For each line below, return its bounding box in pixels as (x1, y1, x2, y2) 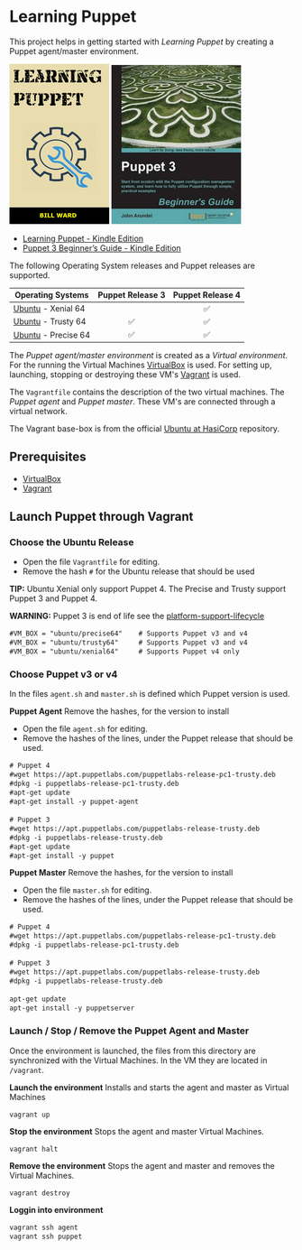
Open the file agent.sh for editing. (22, 724, 149, 735)
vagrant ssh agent (9, 1223, 78, 1232)
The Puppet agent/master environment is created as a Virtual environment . (9, 349, 288, 360)
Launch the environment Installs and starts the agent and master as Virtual (9, 1081, 289, 1093)
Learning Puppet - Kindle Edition (22, 233, 144, 244)
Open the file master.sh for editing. (22, 884, 152, 895)
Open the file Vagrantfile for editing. (22, 557, 160, 568)
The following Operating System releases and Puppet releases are (9, 260, 255, 271)
